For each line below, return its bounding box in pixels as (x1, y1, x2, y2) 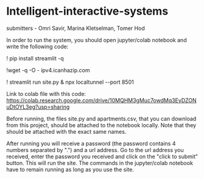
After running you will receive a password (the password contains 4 (6, 139, 176, 147)
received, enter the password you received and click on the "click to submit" (6, 153, 199, 160)
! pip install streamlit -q (6, 54, 64, 62)
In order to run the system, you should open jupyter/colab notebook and (6, 36, 187, 43)
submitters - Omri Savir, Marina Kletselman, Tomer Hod (6, 24, 145, 32)
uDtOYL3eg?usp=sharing (6, 103, 70, 111)
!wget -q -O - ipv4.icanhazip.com (6, 66, 90, 74)
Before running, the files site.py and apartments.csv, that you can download (6, 115, 197, 122)
